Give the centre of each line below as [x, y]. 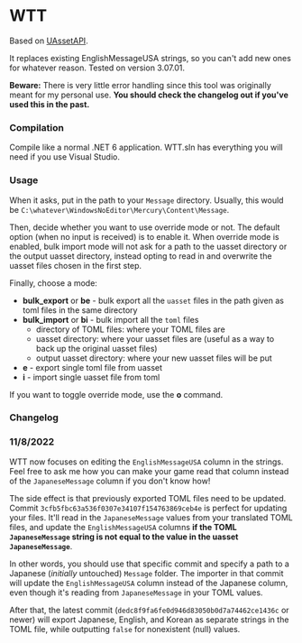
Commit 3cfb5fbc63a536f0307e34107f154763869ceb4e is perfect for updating [148, 508]
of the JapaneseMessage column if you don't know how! [110, 481]
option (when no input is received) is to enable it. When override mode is [144, 236]
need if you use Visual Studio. [64, 157]
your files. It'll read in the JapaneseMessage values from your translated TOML [151, 517]
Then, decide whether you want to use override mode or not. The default [145, 227]
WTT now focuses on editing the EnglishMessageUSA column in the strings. [146, 462]
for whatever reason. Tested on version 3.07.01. [97, 68]
